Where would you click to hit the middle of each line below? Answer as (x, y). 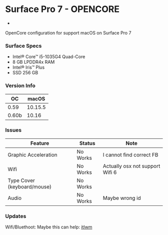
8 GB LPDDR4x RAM (33, 62)
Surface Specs (23, 46)
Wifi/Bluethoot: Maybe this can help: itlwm (49, 227)
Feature (40, 143)
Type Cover (21, 180)
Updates (16, 216)
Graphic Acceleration (32, 155)
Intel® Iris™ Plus (28, 67)
